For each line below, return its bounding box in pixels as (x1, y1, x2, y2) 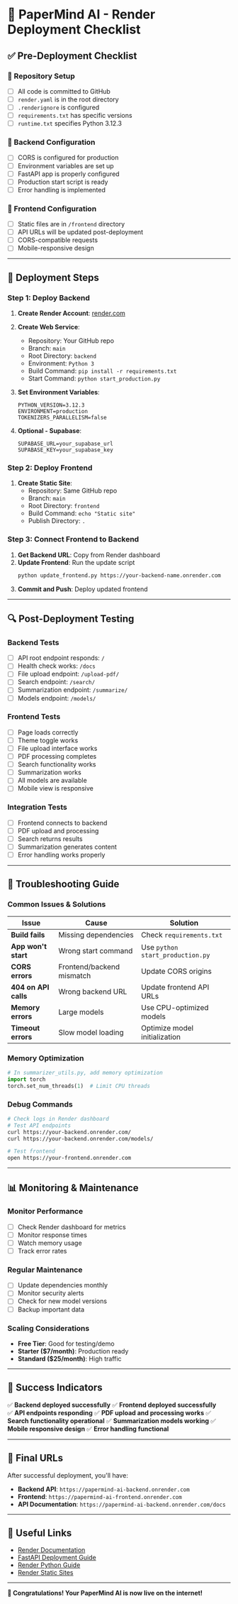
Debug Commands (7, 1099, 73, 1109)
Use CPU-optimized (141, 1002, 209, 1012)
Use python (141, 942, 178, 952)
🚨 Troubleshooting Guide (7, 878, 120, 890)
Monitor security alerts (17, 1289, 84, 1297)
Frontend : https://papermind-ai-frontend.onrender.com (17, 1492, 182, 1500)
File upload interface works (17, 744, 98, 752)
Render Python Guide (17, 1561, 81, 1569)
